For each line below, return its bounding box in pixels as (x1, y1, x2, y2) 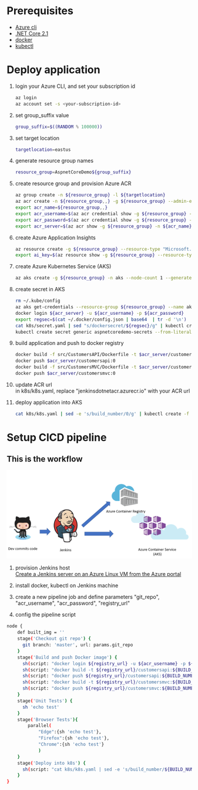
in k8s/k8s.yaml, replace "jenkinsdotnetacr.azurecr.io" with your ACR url (15, 387, 190, 394)
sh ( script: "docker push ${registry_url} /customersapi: (22, 673, 162, 679)
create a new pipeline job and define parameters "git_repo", (15, 594, 160, 601)
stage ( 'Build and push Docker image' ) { (17, 654, 118, 660)
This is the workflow (6, 454, 83, 464)
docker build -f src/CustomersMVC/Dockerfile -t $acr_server (15, 364, 169, 370)
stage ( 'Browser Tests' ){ (17, 716, 78, 723)
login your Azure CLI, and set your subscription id (15, 83, 136, 90)
